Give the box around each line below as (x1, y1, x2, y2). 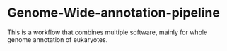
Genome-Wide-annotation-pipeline (7, 5, 221, 21)
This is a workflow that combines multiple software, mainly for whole (7, 28, 208, 36)
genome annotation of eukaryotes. (7, 35, 108, 43)
